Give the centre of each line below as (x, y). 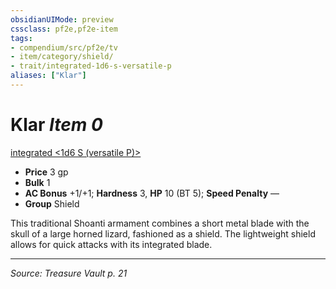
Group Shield (52, 203)
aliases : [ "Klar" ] (48, 76)
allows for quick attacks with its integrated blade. (111, 244)
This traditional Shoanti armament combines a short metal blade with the (160, 223)
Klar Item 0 (56, 125)
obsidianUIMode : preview (62, 19)
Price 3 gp (46, 172)
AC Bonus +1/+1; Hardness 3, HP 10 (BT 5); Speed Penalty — (152, 193)
